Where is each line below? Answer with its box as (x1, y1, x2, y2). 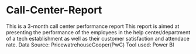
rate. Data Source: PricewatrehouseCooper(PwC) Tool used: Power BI (6, 41, 174, 48)
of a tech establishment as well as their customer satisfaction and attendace (6, 35, 190, 42)
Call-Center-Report (6, 3, 102, 17)
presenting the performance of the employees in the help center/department (6, 28, 191, 35)
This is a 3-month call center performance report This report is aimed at (6, 23, 180, 30)
